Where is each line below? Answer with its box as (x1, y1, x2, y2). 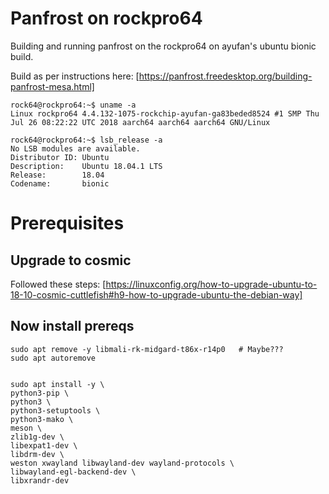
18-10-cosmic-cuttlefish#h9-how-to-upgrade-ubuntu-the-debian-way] (10, 288, 303, 301)
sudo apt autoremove (10, 353, 97, 363)
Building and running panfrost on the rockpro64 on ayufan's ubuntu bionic (10, 40, 317, 52)
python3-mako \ (10, 414, 74, 424)
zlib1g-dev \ (10, 432, 65, 442)
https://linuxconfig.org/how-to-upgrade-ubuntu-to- (105, 278, 318, 290)
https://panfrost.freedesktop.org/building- (138, 70, 313, 82)
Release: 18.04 (10, 170, 105, 180)
